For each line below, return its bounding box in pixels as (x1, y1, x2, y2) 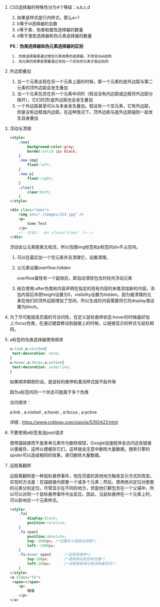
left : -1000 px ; (27, 543, 56, 548)
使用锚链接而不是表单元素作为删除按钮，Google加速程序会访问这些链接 (9, 440, 152, 446)
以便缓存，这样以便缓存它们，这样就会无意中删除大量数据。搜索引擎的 (9, 446, 150, 452)
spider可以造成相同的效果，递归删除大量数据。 (9, 452, 103, 458)
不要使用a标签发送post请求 (9, 430, 64, 435)
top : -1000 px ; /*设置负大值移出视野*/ (27, 538, 97, 544)
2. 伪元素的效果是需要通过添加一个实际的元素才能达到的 (12, 59, 109, 64)
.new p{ (18, 172, 34, 176)
